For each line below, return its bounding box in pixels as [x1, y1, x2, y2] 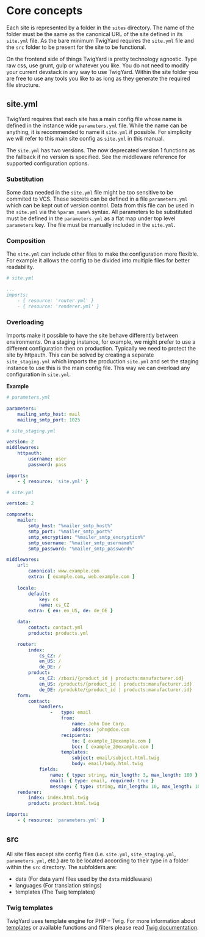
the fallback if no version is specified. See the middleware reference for [6, 153, 186, 160]
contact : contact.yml [28, 624, 84, 631]
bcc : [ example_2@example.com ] [71, 744, 154, 750]
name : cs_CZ [38, 602, 70, 609]
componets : [6, 511, 34, 517]
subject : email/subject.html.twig [71, 755, 160, 761]
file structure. [6, 81, 40, 89]
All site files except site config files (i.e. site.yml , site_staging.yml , [6, 850, 176, 857]
